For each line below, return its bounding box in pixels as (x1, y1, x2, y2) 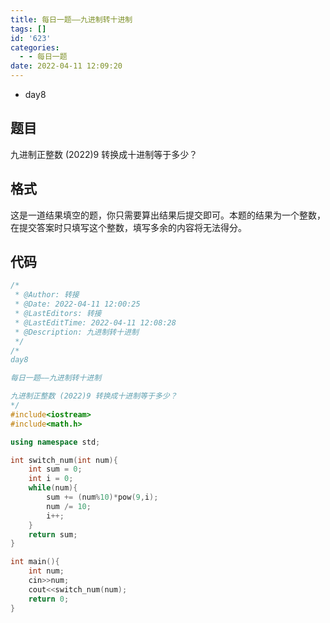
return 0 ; (28, 594, 70, 604)
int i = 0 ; (28, 474, 74, 484)
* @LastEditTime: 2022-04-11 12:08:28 (14, 317, 177, 328)
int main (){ (10, 557, 60, 567)
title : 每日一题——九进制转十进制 (10, 14, 133, 25)
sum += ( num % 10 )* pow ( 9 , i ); (46, 492, 159, 503)
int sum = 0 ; (28, 464, 83, 475)
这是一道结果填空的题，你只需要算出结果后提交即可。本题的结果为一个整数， (10, 209, 326, 221)
